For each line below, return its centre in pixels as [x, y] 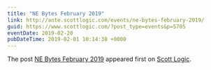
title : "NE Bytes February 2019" [56, 14]
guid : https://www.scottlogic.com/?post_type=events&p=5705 [97, 26]
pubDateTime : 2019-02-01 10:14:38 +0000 [67, 40]
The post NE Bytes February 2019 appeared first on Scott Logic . [100, 59]
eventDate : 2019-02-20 [40, 33]
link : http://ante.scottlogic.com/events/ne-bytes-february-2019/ [106, 20]
